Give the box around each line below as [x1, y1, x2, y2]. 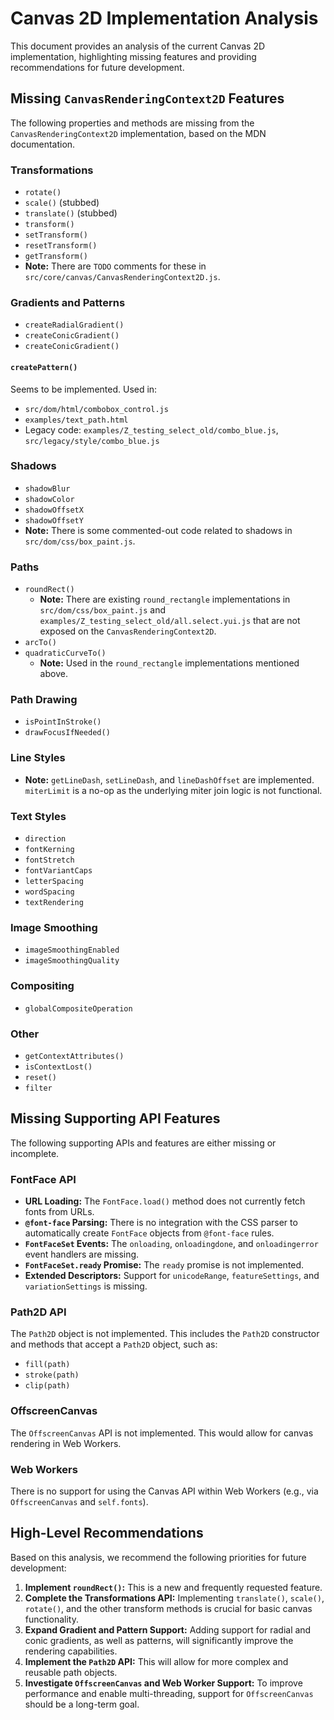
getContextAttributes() [24, 1051, 125, 1061]
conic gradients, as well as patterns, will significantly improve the [24, 1634, 294, 1646]
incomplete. [10, 1147, 60, 1159]
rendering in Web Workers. [10, 1437, 122, 1449]
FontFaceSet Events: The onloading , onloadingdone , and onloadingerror [24, 1238, 319, 1250]
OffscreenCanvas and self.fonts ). [10, 1495, 149, 1507]
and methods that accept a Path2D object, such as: [10, 1338, 218, 1351]
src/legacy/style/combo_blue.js [24, 436, 160, 446]
